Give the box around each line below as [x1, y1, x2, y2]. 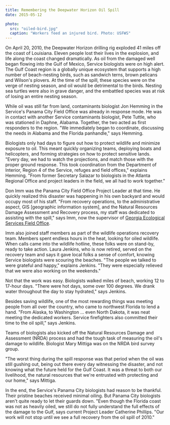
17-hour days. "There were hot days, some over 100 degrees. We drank [5, 283, 155, 289]
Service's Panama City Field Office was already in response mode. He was [5, 109, 162, 115]
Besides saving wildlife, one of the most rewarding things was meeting [5, 298, 154, 305]
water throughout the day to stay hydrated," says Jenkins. [5, 288, 127, 295]
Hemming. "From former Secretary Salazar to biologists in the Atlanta [5, 172, 151, 178]
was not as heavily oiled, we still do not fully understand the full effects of [5, 404, 160, 410]
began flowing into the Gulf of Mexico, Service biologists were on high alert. [5, 61, 165, 67]
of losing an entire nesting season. [5, 94, 78, 100]
